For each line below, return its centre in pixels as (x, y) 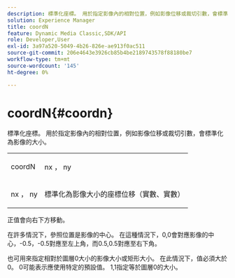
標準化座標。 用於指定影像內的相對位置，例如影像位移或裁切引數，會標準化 (115, 133)
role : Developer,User (39, 40)
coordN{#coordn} (60, 113)
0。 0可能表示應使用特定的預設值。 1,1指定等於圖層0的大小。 (94, 267)
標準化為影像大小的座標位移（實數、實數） (115, 195)
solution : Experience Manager (51, 20)
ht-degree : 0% (28, 72)
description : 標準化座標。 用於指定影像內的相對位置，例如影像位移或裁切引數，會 (113, 14)
